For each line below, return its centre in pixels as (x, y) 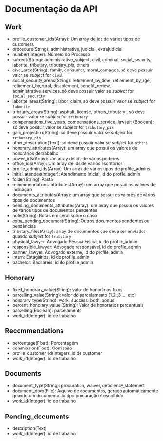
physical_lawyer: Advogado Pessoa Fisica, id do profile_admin (75, 242)
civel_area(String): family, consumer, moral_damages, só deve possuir (82, 70)
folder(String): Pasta (32, 179)
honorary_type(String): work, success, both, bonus (63, 300)
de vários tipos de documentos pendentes (55, 210)
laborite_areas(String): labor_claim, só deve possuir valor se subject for (83, 101)
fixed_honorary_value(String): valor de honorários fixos (67, 289)
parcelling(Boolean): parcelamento (47, 310)
